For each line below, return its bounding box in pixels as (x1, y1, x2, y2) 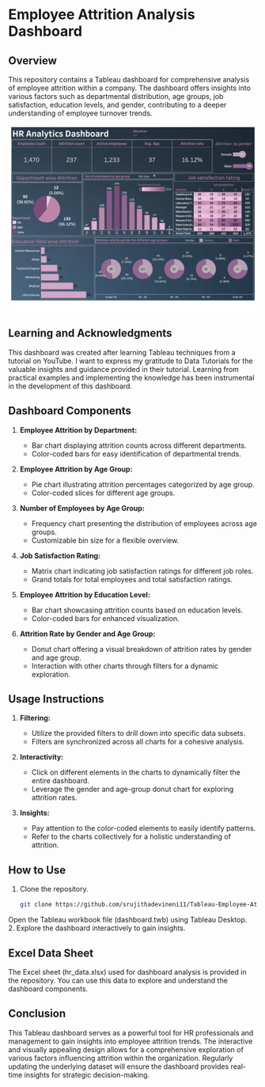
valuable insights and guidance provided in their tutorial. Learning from (8, 364, 240, 373)
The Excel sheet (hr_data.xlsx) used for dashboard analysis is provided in (8, 967, 247, 976)
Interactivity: (19, 752, 64, 762)
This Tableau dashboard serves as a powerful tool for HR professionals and (8, 1028, 254, 1037)
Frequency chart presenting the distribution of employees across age (31, 518, 257, 528)
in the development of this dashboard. (8, 381, 133, 391)
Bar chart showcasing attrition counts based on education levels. (31, 605, 244, 615)
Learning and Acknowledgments (8, 327, 172, 340)
